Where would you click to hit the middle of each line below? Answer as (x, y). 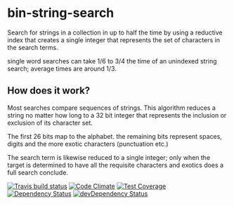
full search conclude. (38, 172)
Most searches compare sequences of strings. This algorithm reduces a (112, 108)
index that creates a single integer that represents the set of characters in (113, 39)
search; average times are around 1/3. (62, 68)
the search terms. (33, 47)
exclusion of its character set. (50, 123)
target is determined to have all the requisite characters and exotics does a (115, 165)
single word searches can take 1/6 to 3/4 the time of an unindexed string (112, 61)
